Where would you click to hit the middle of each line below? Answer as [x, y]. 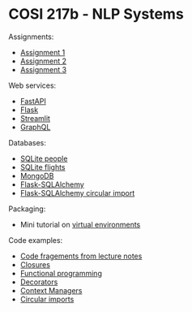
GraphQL [35, 127]
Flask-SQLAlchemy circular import [77, 193]
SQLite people [44, 158]
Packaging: [27, 209]
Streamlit [35, 118]
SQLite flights [43, 167]
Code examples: [36, 240]
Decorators [39, 282]
